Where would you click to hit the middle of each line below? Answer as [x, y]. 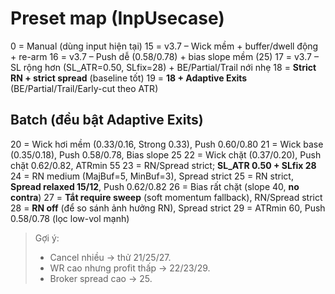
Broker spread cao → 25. [101, 278]
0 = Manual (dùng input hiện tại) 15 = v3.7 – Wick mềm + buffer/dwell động [164, 46]
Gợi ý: [47, 238]
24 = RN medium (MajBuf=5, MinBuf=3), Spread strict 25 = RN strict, [152, 176]
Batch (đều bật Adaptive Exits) [107, 120]
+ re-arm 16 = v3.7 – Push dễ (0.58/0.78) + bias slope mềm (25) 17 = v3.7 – [164, 56]
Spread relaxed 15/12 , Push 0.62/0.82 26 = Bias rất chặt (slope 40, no [155, 186]
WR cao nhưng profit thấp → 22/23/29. [130, 268]
